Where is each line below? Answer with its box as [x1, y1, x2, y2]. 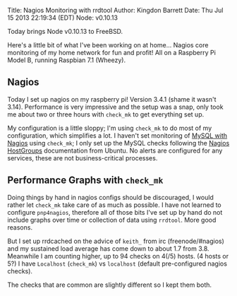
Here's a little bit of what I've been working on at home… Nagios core [7, 41, 209, 49]
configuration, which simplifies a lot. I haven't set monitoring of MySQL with [7, 131, 228, 140]
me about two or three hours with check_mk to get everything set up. [7, 109, 205, 119]
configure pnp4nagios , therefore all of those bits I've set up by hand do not [7, 208, 223, 216]
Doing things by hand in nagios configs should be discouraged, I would [7, 193, 214, 201]
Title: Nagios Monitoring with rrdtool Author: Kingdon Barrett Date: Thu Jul [7, 6, 224, 14]
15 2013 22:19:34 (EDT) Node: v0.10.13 [7, 13, 119, 22]
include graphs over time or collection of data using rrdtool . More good [7, 215, 217, 224]
